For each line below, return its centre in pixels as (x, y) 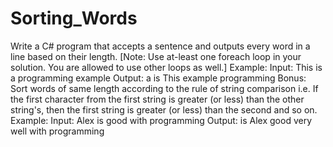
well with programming (57, 131)
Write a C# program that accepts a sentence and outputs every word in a (160, 46)
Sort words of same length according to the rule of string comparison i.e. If (164, 88)
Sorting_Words (74, 18)
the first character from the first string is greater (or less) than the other (157, 99)
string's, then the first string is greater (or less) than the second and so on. (164, 109)
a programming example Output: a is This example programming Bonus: (158, 78)
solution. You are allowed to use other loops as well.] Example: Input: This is (166, 67)
